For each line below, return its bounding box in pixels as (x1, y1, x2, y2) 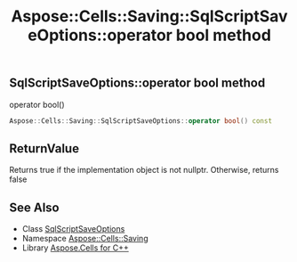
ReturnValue (9, 141, 80, 156)
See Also (9, 200, 60, 215)
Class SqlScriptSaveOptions (21, 224, 125, 234)
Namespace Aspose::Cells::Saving (21, 233, 148, 244)
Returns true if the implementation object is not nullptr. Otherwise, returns (9, 165, 279, 176)
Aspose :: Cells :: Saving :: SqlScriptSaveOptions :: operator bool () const (9, 116, 273, 126)
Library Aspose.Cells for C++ (21, 242, 129, 253)
